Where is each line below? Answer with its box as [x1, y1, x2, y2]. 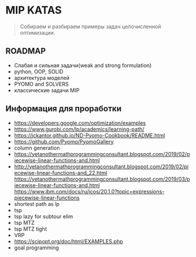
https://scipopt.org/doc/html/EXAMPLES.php [14, 238, 123, 245]
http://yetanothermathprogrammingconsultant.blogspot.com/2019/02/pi [14, 163, 189, 170]
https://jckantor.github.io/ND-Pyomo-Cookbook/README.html [14, 131, 165, 138]
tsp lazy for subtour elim [14, 212, 74, 220]
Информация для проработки [5, 104, 122, 114]
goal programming [14, 244, 59, 251]
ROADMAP [5, 46, 46, 56]
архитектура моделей [14, 74, 70, 81]
